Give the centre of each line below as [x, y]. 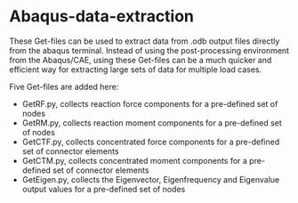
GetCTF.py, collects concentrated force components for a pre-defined [151, 142]
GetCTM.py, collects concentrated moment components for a [134, 160]
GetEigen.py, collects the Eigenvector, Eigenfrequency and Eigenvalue [151, 179]
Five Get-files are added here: [64, 86]
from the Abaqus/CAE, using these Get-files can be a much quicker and [141, 60]
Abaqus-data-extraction [101, 16]
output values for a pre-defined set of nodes [104, 189]
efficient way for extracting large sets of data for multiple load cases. [136, 69]
